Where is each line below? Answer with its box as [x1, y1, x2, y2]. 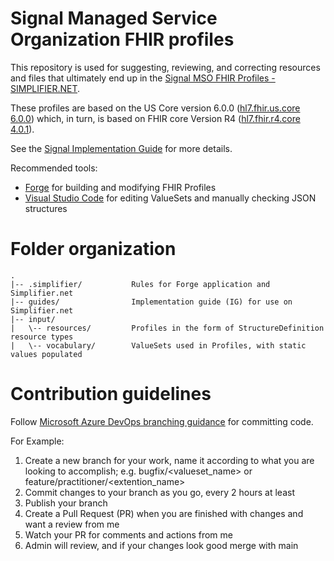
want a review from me [24, 518, 120, 530]
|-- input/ [10, 314, 56, 324]
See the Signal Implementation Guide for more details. [10, 142, 233, 154]
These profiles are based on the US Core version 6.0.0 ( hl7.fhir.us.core [10, 102, 301, 114]
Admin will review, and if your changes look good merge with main [24, 539, 299, 551]
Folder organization [10, 238, 177, 261]
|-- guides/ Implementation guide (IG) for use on [10, 297, 293, 307]
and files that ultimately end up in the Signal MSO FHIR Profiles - [10, 72, 276, 84]
